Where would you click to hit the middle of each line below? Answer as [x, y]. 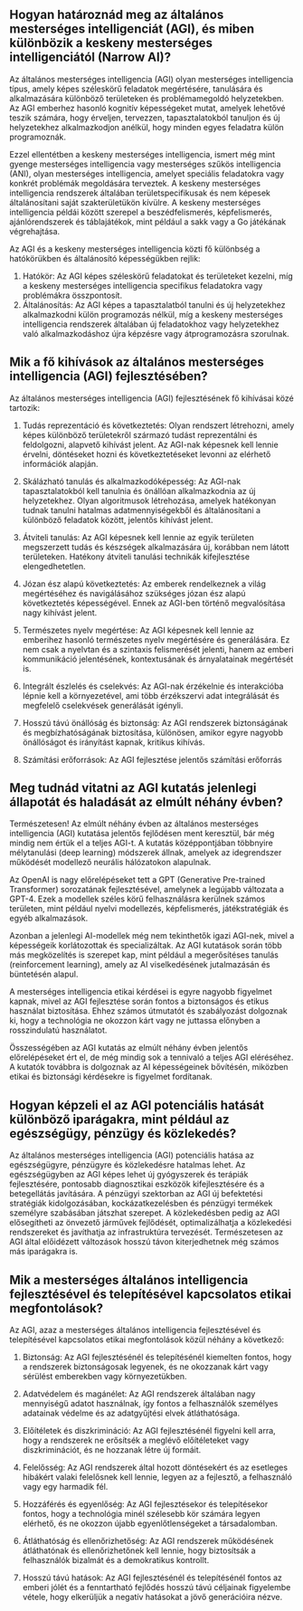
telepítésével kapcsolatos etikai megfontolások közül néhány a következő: [147, 1339]
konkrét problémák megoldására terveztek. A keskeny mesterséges [135, 183]
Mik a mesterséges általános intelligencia [129, 1280]
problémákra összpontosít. [72, 295]
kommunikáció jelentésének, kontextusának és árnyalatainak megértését [158, 659]
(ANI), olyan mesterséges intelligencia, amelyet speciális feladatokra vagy [147, 173]
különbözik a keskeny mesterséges [111, 43]
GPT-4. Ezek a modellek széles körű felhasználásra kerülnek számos [137, 899]
